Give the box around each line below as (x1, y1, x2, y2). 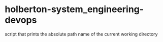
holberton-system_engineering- (5, 4, 144, 15)
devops (5, 14, 37, 26)
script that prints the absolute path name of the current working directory (5, 31, 158, 37)
